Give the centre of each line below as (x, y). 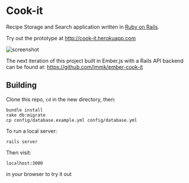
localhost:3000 (25, 163)
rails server (22, 142)
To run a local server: (32, 131)
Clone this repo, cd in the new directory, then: (61, 99)
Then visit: (19, 152)
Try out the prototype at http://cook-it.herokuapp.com (71, 38)
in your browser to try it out (39, 174)
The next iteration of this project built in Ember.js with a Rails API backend (95, 61)
